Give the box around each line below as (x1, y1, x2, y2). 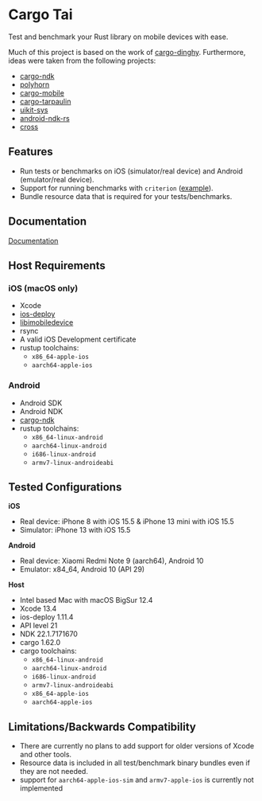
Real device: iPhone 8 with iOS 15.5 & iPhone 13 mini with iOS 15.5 (19, 517, 234, 526)
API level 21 (19, 621, 58, 631)
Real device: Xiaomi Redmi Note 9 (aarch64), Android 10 (19, 556, 204, 566)
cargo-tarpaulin (19, 96, 71, 106)
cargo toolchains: (19, 647, 77, 656)
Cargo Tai (8, 6, 73, 24)
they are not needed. (19, 767, 89, 776)
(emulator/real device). (19, 174, 94, 184)
